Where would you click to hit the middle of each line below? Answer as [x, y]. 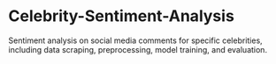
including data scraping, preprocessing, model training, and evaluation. [138, 49]
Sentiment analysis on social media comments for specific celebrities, [135, 40]
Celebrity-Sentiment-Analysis [122, 16]
